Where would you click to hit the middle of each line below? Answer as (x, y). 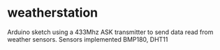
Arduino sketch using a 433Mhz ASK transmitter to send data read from (110, 32)
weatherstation (53, 13)
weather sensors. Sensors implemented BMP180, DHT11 (88, 39)
